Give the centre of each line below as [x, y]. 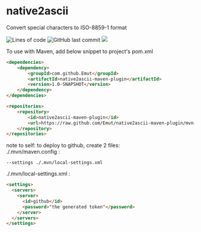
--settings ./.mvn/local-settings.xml [54, 163]
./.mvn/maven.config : [33, 152]
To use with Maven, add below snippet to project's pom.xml [80, 51]
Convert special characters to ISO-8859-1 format [67, 27]
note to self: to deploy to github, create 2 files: [63, 146]
